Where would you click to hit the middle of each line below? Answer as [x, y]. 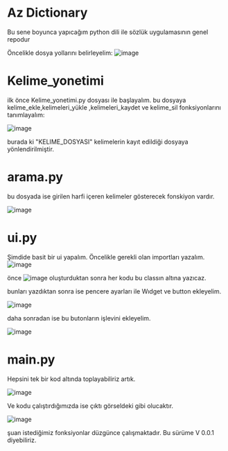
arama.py [35, 177]
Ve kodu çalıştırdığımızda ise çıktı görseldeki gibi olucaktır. [90, 406]
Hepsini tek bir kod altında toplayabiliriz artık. [71, 379]
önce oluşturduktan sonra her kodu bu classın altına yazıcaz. [107, 278]
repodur [19, 39]
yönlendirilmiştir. [30, 149]
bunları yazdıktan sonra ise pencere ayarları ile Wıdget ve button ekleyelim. [114, 291]
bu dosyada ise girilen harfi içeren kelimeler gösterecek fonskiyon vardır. [111, 196]
